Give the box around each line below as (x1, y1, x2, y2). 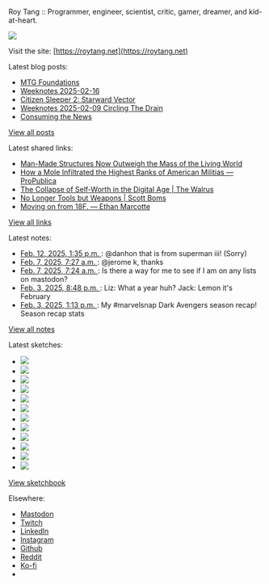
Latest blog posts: (8, 62, 69, 71)
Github (19, 544, 43, 552)
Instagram (19, 535, 54, 544)
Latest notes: (8, 233, 52, 242)
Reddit (19, 552, 42, 561)
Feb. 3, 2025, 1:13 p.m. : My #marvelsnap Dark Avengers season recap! (19, 300, 257, 309)
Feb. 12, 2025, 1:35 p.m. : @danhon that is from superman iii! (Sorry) (19, 249, 248, 258)
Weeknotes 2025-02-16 (19, 86, 100, 95)
